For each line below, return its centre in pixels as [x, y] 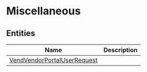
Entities [21, 33]
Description [121, 50]
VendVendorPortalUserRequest [53, 60]
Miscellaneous [43, 11]
